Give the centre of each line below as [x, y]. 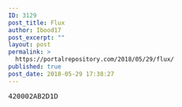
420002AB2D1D [33, 96]
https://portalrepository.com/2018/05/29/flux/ [95, 60]
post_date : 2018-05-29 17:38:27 [61, 74]
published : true [35, 67]
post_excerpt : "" [37, 37]
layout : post [30, 45]
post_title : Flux [37, 23]
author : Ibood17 [35, 30]
